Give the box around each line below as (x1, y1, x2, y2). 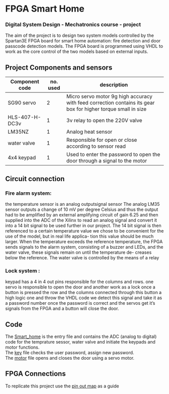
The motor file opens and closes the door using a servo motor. (5, 355, 135, 361)
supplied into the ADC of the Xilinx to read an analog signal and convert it (5, 217, 157, 223)
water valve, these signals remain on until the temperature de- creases (5, 249, 152, 255)
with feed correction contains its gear (66, 99, 155, 106)
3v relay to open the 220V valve (66, 117, 142, 124)
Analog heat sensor (66, 128, 113, 135)
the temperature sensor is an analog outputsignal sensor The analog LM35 (5, 201, 160, 207)
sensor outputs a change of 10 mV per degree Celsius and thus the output (5, 206, 158, 212)
